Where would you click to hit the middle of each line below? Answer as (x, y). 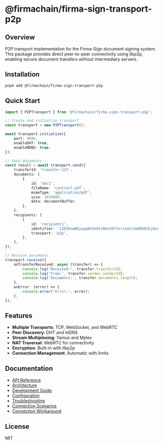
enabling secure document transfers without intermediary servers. (71, 59)
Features (19, 316)
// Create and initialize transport (42, 121)
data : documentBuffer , (54, 202)
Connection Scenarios (34, 406)
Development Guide (32, 391)
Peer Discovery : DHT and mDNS (45, 333)
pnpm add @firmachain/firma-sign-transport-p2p (54, 86)
